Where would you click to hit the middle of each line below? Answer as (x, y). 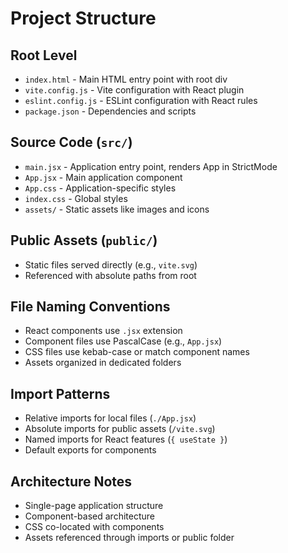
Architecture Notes (71, 481)
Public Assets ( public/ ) (84, 240)
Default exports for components (90, 450)
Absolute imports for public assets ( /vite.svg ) (120, 429)
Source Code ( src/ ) (71, 142)
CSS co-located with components (94, 527)
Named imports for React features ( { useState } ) (126, 439)
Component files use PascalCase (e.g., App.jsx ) (123, 341)
